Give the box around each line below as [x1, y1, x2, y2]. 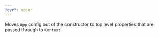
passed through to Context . [5, 26, 62, 33]
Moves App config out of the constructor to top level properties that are [5, 21, 154, 27]
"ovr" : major [5, 7, 33, 13]
